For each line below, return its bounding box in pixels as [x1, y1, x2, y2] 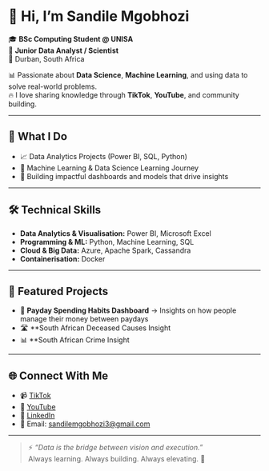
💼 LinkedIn [19, 411, 55, 421]
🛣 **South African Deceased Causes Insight [19, 323, 171, 333]
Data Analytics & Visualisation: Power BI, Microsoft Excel [19, 228, 212, 238]
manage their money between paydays [19, 314, 149, 324]
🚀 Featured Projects [8, 284, 109, 298]
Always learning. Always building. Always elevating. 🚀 [27, 454, 206, 464]
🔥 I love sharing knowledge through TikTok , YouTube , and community [8, 90, 240, 99]
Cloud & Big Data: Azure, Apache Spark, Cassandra [19, 245, 191, 255]
